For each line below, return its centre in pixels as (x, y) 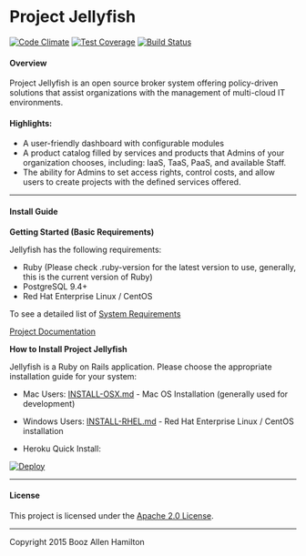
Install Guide (34, 211)
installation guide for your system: (73, 376)
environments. (36, 103)
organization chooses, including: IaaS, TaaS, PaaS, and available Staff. (154, 163)
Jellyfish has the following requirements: (86, 249)
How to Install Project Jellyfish (68, 349)
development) (49, 403)
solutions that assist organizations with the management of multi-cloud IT (147, 93)
